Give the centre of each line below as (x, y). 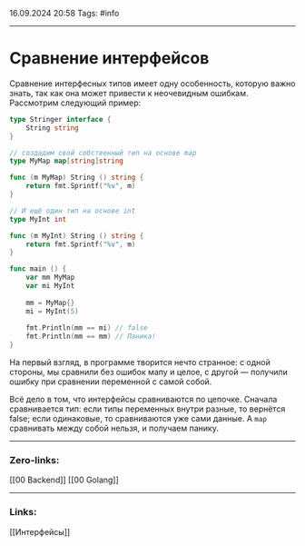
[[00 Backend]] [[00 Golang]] (64, 480)
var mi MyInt (50, 286)
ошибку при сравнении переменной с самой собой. (111, 382)
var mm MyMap (50, 278)
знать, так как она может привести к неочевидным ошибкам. (129, 93)
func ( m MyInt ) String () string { (77, 235)
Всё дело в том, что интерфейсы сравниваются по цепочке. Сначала (143, 400)
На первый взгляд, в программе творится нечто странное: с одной (140, 362)
